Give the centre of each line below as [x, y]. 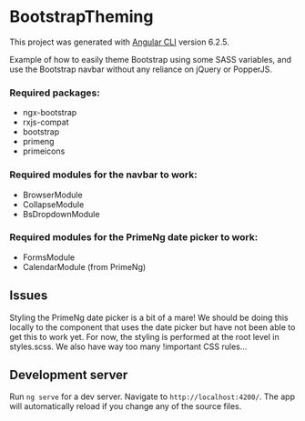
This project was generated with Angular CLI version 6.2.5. [119, 42]
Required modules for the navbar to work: [103, 175]
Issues [29, 296]
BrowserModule [53, 195]
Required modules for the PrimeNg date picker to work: [134, 237]
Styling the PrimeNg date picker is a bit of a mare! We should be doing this [149, 317]
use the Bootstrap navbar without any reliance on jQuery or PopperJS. [141, 69]
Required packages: [55, 93]
